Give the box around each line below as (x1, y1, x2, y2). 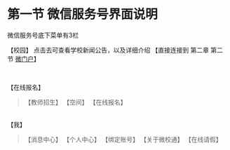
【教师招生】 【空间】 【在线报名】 (24, 97, 127, 106)
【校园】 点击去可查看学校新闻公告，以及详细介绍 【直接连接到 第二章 (7, 46, 209, 54)
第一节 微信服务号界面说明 (7, 6, 158, 22)
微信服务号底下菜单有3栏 (7, 31, 79, 39)
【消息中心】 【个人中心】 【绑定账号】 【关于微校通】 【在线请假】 (24, 135, 222, 144)
